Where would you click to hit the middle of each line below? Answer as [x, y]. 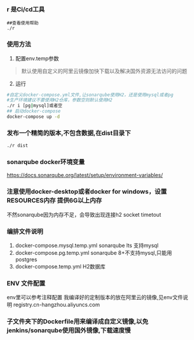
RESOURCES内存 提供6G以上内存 [54, 201]
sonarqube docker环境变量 [46, 162]
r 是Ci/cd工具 [26, 9]
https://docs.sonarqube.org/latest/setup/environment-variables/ [85, 175]
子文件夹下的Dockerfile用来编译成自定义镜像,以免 [77, 322]
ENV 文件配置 [26, 283]
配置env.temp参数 [37, 58]
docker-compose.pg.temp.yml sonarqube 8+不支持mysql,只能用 [93, 253]
